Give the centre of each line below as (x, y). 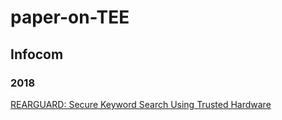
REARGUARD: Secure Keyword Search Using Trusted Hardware (141, 104)
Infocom (37, 54)
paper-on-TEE (70, 17)
